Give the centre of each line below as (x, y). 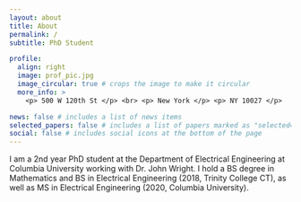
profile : (26, 59)
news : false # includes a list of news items (95, 117)
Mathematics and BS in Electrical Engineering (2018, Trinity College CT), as (148, 178)
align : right (42, 67)
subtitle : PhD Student (52, 43)
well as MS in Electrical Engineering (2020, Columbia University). (129, 188)
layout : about (36, 18)
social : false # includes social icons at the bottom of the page (136, 134)
